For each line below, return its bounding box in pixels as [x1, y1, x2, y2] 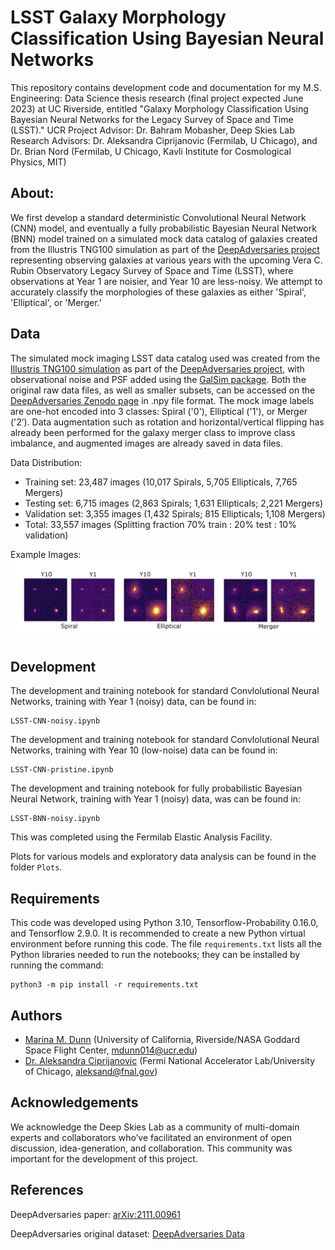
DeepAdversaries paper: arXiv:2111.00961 [10, 1208, 181, 1220]
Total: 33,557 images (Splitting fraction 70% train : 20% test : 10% [24, 518, 297, 530]
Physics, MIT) [10, 156, 67, 168]
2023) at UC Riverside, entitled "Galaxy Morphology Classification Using [10, 102, 309, 115]
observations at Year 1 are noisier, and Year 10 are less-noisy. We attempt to [10, 275, 323, 287]
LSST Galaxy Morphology [10, 6, 227, 29]
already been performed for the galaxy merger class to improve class [10, 426, 296, 438]
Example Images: [10, 548, 82, 560]
